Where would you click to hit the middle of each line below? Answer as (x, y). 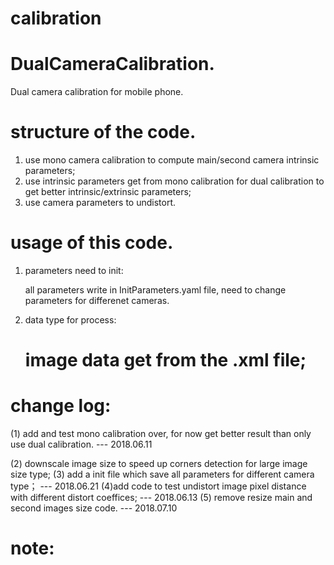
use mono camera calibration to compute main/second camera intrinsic (172, 160)
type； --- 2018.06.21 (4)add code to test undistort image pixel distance (158, 486)
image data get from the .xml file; (165, 360)
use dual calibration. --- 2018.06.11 (81, 444)
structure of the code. (103, 132)
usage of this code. (92, 243)
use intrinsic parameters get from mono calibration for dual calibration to (174, 181)
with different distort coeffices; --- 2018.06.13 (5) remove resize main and (161, 498)
